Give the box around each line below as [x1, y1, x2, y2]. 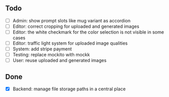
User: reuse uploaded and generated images [12, 57, 107, 63]
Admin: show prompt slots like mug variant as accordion [12, 17, 131, 23]
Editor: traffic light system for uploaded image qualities [12, 40, 128, 46]
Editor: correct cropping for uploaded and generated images [12, 23, 139, 29]
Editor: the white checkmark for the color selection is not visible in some [12, 29, 164, 35]
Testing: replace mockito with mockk [12, 52, 90, 58]
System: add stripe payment [12, 46, 72, 52]
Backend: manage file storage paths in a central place [12, 86, 126, 92]
